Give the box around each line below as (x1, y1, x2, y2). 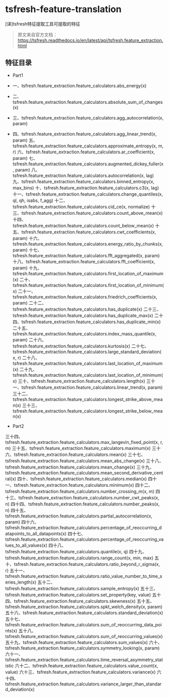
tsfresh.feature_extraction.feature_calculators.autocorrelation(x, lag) (12, 172, 154, 179)
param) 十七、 (12, 247, 42, 253)
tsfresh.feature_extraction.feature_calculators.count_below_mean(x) (12, 222, 154, 228)
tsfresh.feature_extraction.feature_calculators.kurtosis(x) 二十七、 (12, 343, 149, 349)
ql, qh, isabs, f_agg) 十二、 (12, 197, 68, 203)
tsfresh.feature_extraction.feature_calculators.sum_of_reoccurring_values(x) (5, 633, 163, 639)
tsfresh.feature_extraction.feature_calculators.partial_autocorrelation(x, (5, 513, 152, 519)
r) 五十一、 (5, 567, 28, 573)
